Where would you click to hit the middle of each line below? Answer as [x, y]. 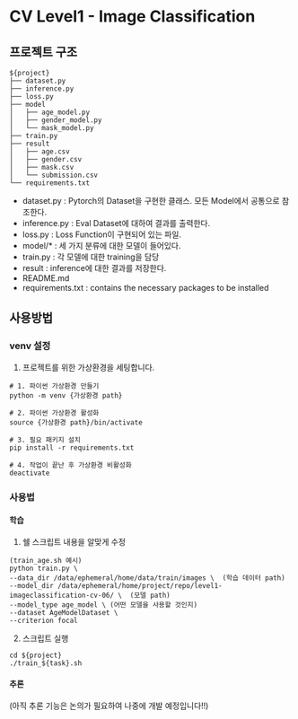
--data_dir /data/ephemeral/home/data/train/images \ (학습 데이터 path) [147, 578]
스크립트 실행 [45, 638]
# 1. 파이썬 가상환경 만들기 [54, 386]
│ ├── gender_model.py [56, 120]
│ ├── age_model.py [50, 112]
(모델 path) [150, 595]
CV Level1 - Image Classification [132, 17]
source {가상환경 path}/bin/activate [76, 422]
